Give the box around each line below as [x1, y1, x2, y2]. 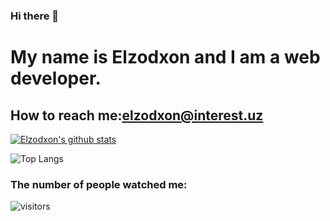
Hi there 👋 [10, 9, 60, 23]
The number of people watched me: [10, 177, 188, 191]
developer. [10, 67, 102, 90]
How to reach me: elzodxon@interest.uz [10, 107, 264, 124]
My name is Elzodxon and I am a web [10, 46, 321, 69]
